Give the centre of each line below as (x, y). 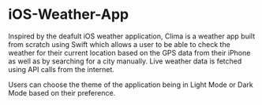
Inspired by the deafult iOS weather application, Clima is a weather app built (132, 36)
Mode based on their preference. (62, 92)
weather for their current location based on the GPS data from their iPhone (129, 52)
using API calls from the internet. (61, 69)
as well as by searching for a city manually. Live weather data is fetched (125, 61)
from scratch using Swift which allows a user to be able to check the (119, 44)
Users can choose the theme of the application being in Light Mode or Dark (131, 85)
